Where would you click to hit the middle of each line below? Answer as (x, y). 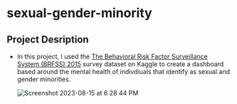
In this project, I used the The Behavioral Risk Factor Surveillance (112, 56)
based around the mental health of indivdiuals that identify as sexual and (123, 72)
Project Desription (48, 40)
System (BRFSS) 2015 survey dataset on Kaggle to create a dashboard (120, 64)
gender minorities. (44, 79)
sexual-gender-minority (79, 13)
